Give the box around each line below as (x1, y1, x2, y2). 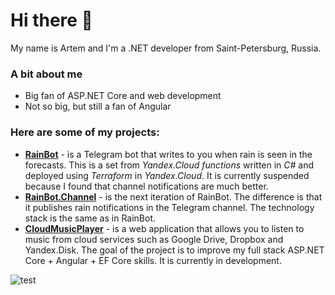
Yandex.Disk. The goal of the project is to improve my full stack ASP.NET (24, 244, 325, 256)
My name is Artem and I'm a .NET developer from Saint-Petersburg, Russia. (10, 42, 322, 54)
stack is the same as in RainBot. (24, 212, 157, 224)
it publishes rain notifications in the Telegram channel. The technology (24, 201, 315, 213)
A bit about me (10, 67, 83, 81)
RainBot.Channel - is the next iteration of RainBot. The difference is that (24, 190, 323, 203)
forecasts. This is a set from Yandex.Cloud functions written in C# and (24, 159, 315, 171)
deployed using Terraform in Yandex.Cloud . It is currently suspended (24, 169, 310, 181)
